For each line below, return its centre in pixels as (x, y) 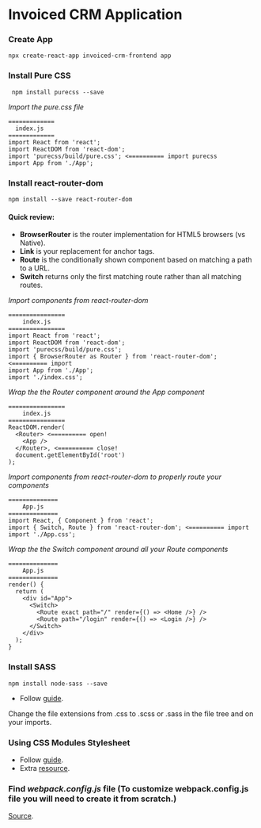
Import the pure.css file (46, 107)
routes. (31, 285)
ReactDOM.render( (37, 427)
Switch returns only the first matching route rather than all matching (130, 277)
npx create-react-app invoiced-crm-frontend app (90, 56)
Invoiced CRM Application (95, 15)
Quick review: (32, 217)
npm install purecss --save (58, 92)
